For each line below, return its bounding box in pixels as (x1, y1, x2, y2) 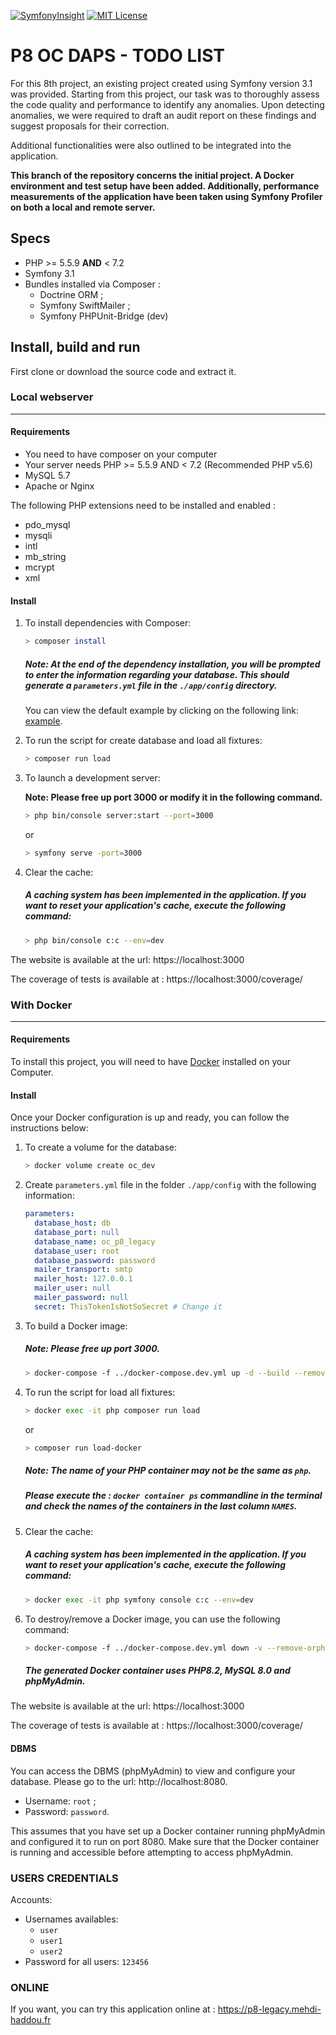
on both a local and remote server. (10, 201, 156, 213)
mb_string (24, 551, 67, 563)
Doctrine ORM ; (39, 288, 104, 300)
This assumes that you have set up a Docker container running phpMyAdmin (10, 1825, 326, 1837)
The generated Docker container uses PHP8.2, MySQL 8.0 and (24, 1665, 291, 1677)
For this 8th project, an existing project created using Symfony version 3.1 (10, 77, 313, 89)
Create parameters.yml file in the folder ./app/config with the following (24, 1179, 317, 1191)
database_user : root (34, 1246, 120, 1256)
